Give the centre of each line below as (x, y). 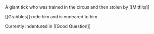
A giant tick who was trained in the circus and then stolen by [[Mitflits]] (77, 7)
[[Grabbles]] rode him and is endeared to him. (52, 17)
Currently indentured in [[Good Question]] (48, 26)
